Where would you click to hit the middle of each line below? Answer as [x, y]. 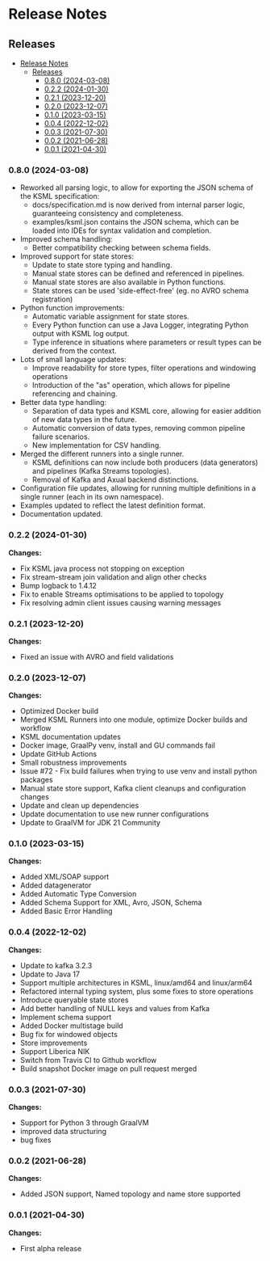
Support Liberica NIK [55, 1051]
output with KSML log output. [81, 334]
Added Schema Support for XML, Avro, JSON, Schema [111, 903]
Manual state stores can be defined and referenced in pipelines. [138, 274]
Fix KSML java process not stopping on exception [102, 568]
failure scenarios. [61, 436]
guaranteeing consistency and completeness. [108, 213]
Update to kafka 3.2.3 [56, 965]
